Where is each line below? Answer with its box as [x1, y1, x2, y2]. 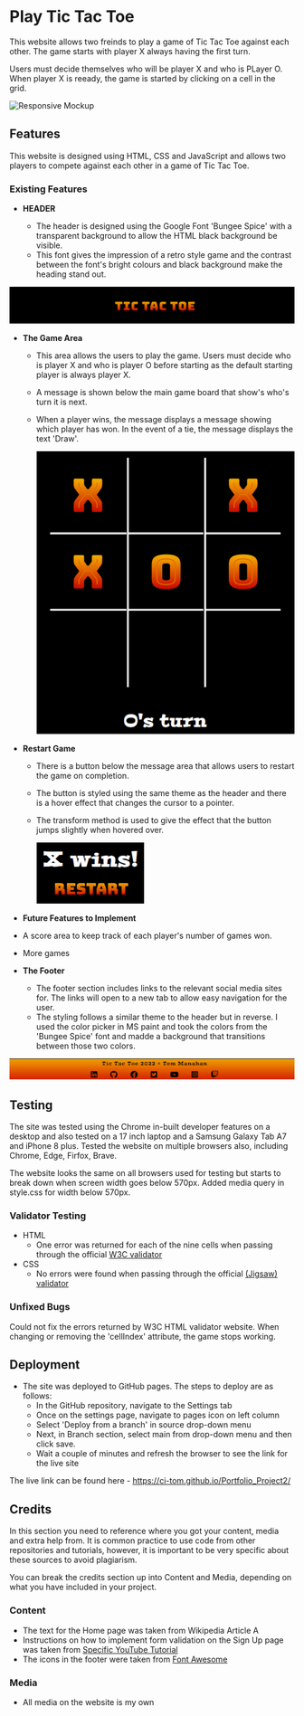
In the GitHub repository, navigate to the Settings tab [35, 1400, 233, 1411]
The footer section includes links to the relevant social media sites [35, 982, 282, 993]
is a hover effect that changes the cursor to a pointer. [35, 797, 235, 808]
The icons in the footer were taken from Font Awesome [22, 1654, 228, 1664]
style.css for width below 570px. [9, 1187, 131, 1198]
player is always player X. [35, 369, 131, 381]
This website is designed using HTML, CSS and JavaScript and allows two [9, 150, 287, 161]
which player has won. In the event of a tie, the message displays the [35, 423, 294, 435]
